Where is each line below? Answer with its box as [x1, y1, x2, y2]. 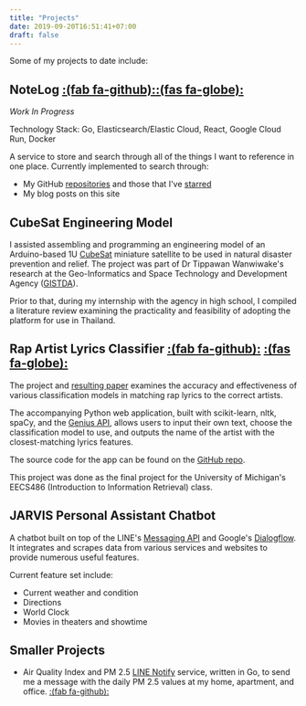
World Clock [22, 606, 70, 617]
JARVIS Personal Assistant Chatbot [9, 508, 216, 523]
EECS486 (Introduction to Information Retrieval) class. [9, 481, 213, 492]
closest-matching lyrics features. [9, 436, 134, 448]
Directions [22, 596, 62, 607]
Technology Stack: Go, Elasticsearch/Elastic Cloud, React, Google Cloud [9, 124, 281, 135]
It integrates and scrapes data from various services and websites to [9, 542, 268, 553]
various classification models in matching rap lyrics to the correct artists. [9, 389, 283, 400]
